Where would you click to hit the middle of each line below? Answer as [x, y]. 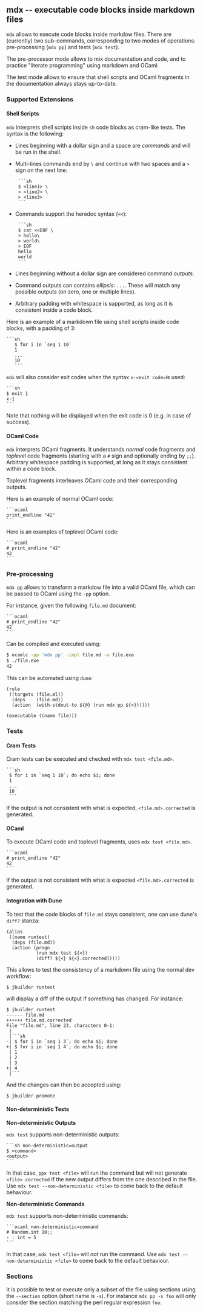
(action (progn [31, 947]
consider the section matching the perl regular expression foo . [84, 1302]
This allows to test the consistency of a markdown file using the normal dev [101, 969]
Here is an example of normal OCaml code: [60, 499]
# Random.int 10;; [29, 1232]
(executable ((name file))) [42, 716]
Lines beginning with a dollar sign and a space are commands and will [103, 145]
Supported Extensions [40, 99]
